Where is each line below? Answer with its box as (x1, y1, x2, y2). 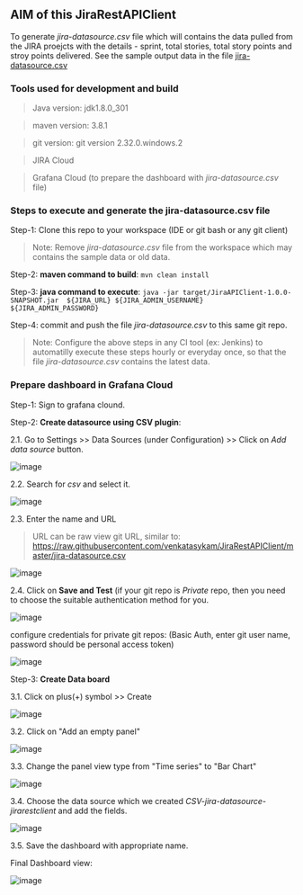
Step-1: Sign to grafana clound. (10, 399, 125, 410)
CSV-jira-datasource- (184, 795, 267, 806)
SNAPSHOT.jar (10, 296, 59, 305)
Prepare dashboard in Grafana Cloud (10, 379, 174, 391)
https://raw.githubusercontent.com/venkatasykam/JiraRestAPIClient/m (31, 540, 294, 551)
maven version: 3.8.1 (31, 121, 109, 131)
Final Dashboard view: (10, 857, 93, 868)
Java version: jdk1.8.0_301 (31, 103, 129, 113)
